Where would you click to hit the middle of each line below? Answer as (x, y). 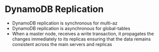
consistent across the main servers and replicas (62, 44)
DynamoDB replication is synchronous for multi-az (65, 23)
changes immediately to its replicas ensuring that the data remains (82, 39)
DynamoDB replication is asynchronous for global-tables (71, 28)
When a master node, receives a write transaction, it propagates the (83, 33)
